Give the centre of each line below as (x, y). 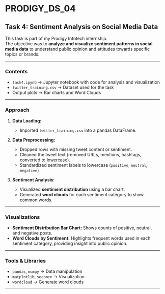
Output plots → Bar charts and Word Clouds (56, 93)
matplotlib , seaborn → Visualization (48, 277)
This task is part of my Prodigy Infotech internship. (56, 38)
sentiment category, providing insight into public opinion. (70, 243)
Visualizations (23, 217)
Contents (16, 71)
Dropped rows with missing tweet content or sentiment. (76, 149)
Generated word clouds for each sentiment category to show (82, 194)
